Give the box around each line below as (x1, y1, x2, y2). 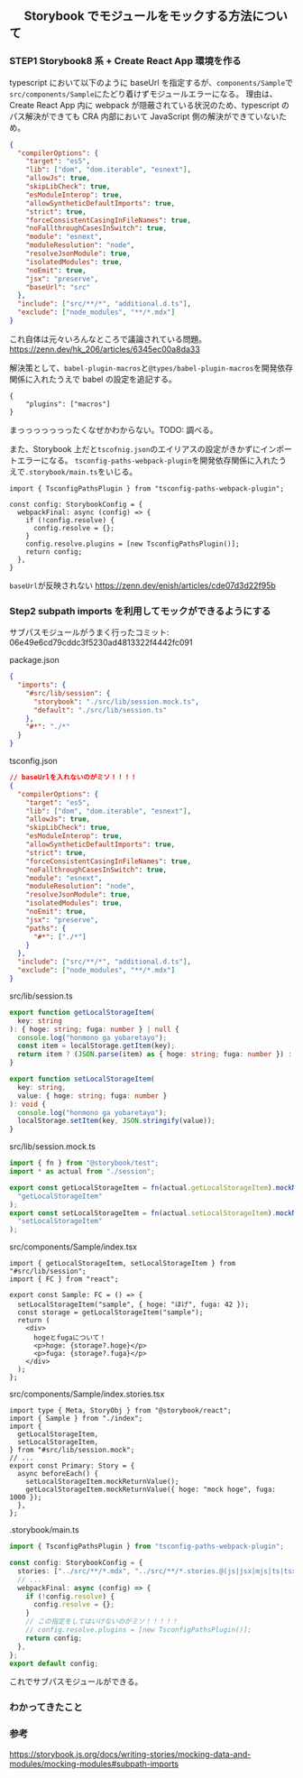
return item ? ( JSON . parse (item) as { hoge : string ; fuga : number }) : (17, 1050, 293, 1059)
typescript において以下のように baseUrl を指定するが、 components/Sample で (9, 77, 294, 88)
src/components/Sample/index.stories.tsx (9, 1388, 165, 1400)
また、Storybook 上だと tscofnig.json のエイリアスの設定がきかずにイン (9, 443, 277, 454)
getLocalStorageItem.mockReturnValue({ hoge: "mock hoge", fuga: (25, 1485, 277, 1495)
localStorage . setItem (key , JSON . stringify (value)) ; (17, 1117, 216, 1126)
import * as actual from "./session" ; (9, 1167, 155, 1176)
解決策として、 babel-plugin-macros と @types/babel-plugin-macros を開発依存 (9, 362, 294, 373)
